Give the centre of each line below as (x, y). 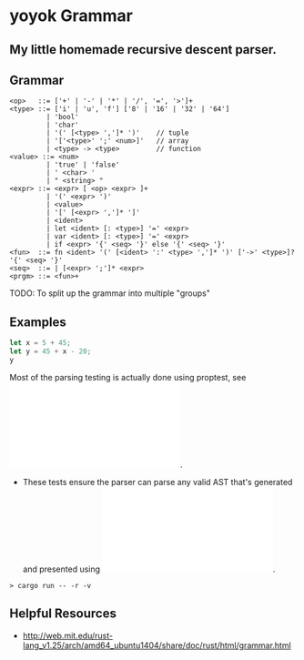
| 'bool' (62, 117)
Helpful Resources (63, 614)
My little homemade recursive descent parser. (143, 50)
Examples (38, 322)
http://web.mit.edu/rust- (68, 635)
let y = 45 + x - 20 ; (51, 351)
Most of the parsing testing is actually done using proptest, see (128, 377)
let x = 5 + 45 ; (40, 343)
